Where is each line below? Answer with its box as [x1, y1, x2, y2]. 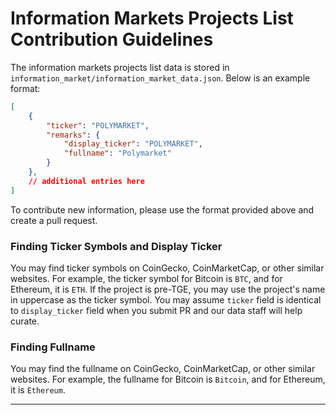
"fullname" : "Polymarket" [63, 148, 172, 159]
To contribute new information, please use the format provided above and [10, 203, 315, 216]
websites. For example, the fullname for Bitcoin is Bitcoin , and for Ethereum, [10, 373, 326, 386]
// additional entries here [28, 176, 145, 186]
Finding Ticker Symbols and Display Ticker [10, 239, 223, 253]
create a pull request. [10, 214, 98, 226]
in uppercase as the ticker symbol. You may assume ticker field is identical [10, 293, 322, 306]
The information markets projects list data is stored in [10, 61, 230, 73]
